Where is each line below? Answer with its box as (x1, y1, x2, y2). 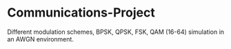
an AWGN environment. (7, 35, 74, 43)
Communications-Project (7, 5, 155, 21)
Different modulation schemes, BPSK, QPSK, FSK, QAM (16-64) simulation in (7, 28, 225, 36)
